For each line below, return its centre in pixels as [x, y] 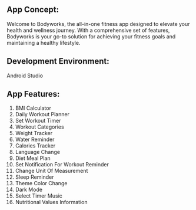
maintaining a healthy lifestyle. [44, 42]
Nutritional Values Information [51, 202]
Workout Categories [39, 127]
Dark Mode [29, 190]
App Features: [33, 94]
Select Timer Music [39, 196]
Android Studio [25, 76]
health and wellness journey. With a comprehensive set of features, [88, 30]
